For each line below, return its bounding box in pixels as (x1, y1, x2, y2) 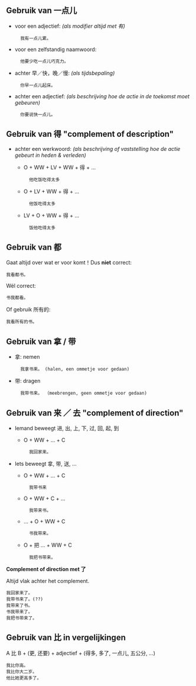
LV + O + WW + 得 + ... (23, 212, 80, 219)
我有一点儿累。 (20, 35, 51, 41)
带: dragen (14, 378, 41, 385)
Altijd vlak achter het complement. (6, 578, 90, 585)
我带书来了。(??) (6, 597, 43, 603)
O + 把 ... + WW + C (23, 542, 72, 549)
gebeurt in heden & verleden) (14, 152, 87, 159)
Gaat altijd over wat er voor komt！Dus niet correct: (6, 259, 132, 266)
